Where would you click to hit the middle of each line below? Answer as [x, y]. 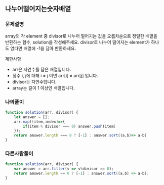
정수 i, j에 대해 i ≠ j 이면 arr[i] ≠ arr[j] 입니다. [55, 75]
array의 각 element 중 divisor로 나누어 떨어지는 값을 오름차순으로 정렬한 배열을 [81, 36]
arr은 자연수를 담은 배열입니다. [41, 69]
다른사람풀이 [19, 154]
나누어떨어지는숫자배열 [38, 9]
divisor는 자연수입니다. [34, 82]
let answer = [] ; [32, 117]
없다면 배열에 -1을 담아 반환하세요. [43, 48]
